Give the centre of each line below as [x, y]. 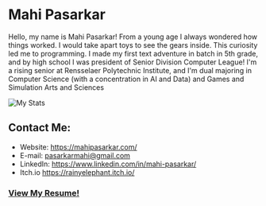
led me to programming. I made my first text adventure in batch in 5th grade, [133, 53]
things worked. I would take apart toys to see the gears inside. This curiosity [133, 45]
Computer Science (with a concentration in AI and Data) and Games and [126, 79]
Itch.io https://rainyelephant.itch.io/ [77, 172]
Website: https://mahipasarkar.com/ [78, 147]
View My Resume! [44, 192]
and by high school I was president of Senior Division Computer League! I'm [133, 62]
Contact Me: [40, 128]
